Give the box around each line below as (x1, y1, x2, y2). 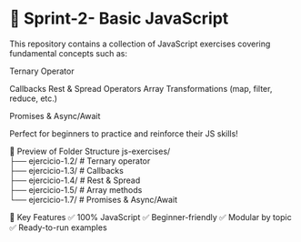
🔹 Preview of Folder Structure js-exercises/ (9, 146, 171, 156)
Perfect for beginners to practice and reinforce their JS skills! (9, 127, 238, 139)
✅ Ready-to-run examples (9, 222, 107, 233)
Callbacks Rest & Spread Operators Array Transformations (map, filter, (9, 83, 273, 94)
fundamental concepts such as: (9, 47, 128, 58)
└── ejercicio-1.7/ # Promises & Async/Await (9, 194, 178, 205)
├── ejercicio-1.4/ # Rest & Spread (9, 175, 141, 186)
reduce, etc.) (9, 93, 57, 104)
